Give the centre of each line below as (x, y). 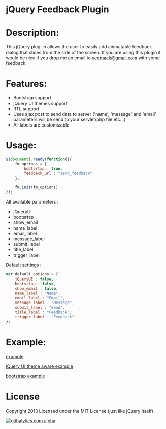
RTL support (26, 109)
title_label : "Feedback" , (43, 312)
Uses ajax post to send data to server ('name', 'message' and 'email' (85, 114)
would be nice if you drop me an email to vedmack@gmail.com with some (83, 58)
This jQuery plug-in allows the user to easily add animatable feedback (79, 47)
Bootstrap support (32, 98)
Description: (32, 33)
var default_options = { (32, 274)
